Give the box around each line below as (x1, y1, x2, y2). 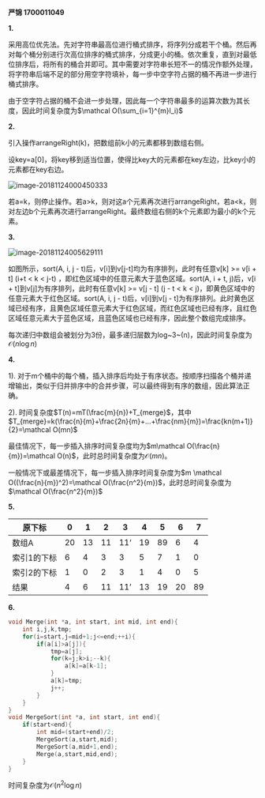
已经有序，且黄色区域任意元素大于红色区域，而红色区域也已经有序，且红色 (14, 303, 257, 313)
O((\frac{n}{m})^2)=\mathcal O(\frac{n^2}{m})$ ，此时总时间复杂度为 (8, 478, 232, 487)
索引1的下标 (12, 552, 58, 563)
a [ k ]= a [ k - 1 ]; (64, 662, 108, 670)
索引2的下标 (12, 567, 58, 578)
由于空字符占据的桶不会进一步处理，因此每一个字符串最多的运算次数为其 (8, 96, 243, 105)
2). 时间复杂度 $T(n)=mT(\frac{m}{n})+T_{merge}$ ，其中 (8, 408, 192, 417)
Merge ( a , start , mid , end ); (36, 750, 118, 758)
